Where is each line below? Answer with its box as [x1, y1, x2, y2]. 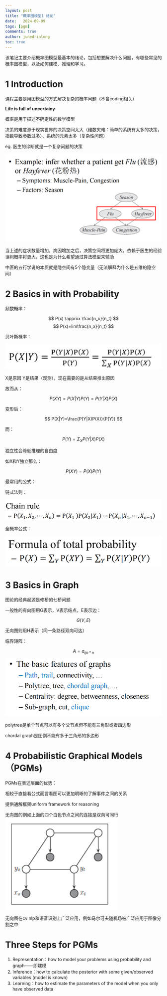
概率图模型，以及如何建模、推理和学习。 [5, 60, 88, 67]
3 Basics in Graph [5, 579, 79, 591]
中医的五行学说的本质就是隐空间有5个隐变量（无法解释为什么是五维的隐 [5, 264, 152, 270]
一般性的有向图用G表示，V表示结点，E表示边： [5, 607, 101, 613]
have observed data [12, 986, 54, 992]
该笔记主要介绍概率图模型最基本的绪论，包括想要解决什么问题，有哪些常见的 [5, 54, 162, 60]
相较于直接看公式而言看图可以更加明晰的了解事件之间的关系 [5, 791, 127, 797]
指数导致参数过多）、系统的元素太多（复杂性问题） [5, 133, 108, 139]
